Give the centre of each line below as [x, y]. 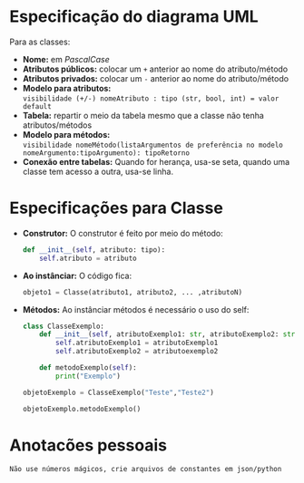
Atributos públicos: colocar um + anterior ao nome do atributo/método [155, 69]
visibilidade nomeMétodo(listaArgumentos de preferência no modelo [152, 145]
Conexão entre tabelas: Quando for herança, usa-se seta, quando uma [156, 161]
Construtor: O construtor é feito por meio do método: [123, 233]
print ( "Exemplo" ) [88, 376]
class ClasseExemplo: [63, 326]
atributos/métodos [57, 125]
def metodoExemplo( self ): [88, 368]
